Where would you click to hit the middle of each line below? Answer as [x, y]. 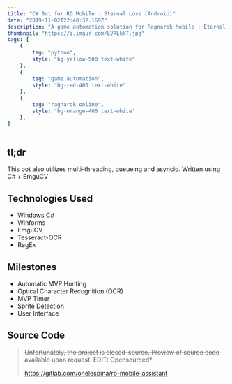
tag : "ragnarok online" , [68, 105]
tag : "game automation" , [68, 79]
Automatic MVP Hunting [52, 283]
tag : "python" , [54, 53]
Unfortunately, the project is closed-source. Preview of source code [122, 352]
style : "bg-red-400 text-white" [79, 85]
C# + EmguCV [28, 177]
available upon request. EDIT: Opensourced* [88, 360]
